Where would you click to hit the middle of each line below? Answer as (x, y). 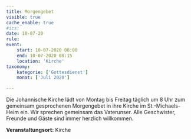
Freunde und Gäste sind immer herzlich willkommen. (70, 118)
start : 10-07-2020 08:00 (47, 50)
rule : (13, 39)
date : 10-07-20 (25, 34)
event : (14, 45)
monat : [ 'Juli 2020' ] (43, 77)
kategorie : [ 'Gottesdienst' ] (52, 72)
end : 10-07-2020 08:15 (45, 56)
